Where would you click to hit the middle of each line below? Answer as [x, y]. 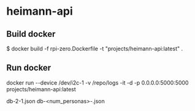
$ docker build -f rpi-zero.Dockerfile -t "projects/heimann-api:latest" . [94, 48]
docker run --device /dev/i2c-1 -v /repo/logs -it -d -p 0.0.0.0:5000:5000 [97, 82]
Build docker [31, 34]
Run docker [29, 68]
